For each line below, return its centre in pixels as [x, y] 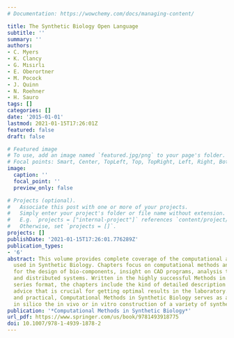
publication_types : [36, 246]
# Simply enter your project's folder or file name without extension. [117, 213]
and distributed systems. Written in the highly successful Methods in [120, 278]
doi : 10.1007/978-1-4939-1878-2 [54, 324]
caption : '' [31, 175]
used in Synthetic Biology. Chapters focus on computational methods [116, 266]
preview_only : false [43, 188]
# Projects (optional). [42, 200]
